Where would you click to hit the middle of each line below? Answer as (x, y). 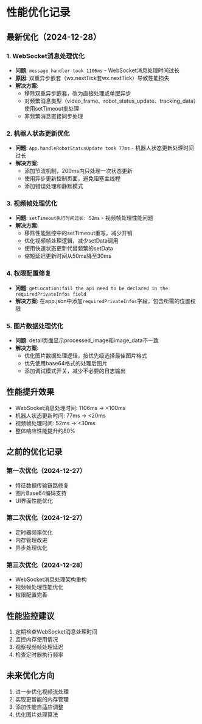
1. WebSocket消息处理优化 (46, 56)
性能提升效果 (30, 392)
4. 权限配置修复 (29, 274)
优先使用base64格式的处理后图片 (66, 364)
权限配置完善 (31, 595)
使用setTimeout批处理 (52, 108)
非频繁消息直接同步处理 (54, 116)
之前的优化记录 (34, 452)
